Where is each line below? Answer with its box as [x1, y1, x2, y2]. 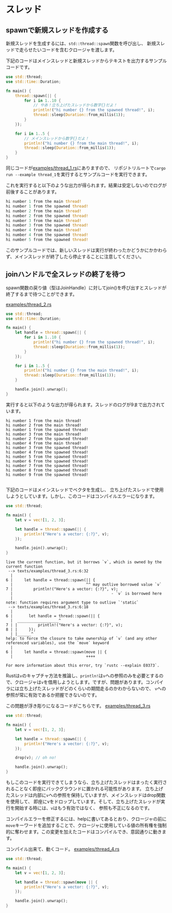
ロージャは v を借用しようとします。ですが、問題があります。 [19, 679, 146, 685]
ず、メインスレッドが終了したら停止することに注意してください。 [6, 253, 144, 259]
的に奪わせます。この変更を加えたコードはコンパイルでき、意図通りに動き [6, 829, 162, 835]
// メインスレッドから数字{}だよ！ [24, 136, 89, 141]
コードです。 [6, 64, 33, 70]
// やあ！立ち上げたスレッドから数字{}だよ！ [33, 103, 117, 108]
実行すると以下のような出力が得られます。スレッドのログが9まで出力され [6, 401, 161, 407]
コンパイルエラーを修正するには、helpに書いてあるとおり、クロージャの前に [6, 816, 167, 822]
